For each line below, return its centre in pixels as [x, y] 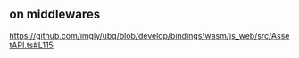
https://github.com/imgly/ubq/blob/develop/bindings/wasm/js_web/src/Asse [149, 35]
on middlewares [55, 14]
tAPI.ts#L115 [31, 45]
